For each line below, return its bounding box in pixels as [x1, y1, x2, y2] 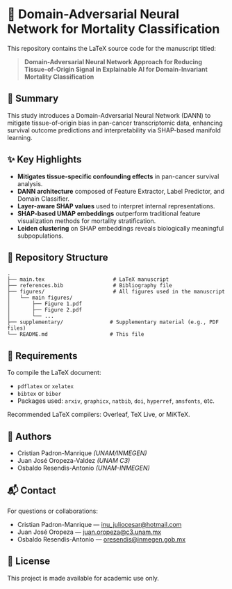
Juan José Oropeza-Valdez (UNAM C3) [17, 457, 131, 464]
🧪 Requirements [7, 350, 78, 362]
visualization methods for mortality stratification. [17, 216, 156, 225]
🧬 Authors [7, 430, 52, 442]
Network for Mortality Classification [7, 21, 220, 37]
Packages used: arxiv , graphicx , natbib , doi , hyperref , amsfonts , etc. [17, 397, 215, 405]
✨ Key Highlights [7, 153, 82, 166]
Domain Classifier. [17, 194, 69, 203]
